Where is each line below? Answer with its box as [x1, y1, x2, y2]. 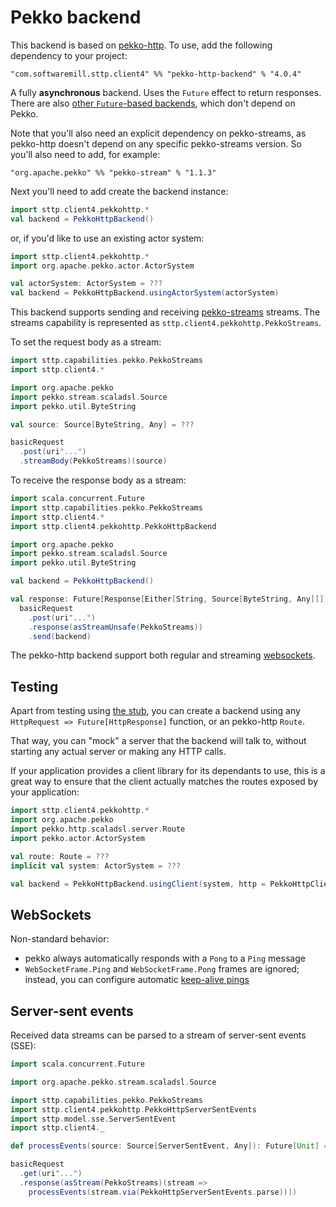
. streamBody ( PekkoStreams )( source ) [19, 456, 168, 466]
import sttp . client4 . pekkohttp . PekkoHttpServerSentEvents [10, 1104, 257, 1115]
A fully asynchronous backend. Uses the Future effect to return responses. [10, 86, 322, 98]
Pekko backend [10, 6, 142, 29]
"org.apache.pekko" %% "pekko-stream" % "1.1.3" [10, 167, 217, 178]
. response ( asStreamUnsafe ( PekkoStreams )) [28, 622, 203, 632]
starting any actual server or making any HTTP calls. [10, 746, 227, 758]
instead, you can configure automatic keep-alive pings [24, 974, 250, 986]
